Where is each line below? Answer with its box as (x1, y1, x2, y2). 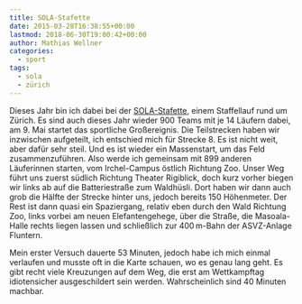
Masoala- (254, 210, 290, 221)
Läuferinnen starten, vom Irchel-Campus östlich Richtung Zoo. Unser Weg (9, 162, 285, 173)
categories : (9, 47, 54, 56)
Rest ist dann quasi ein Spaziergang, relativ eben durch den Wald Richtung (9, 200, 287, 212)
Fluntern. (9, 229, 43, 240)
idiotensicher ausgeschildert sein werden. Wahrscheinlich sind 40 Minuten (9, 276, 287, 287)
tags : (9, 64, 30, 73)
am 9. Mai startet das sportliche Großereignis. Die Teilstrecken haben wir (9, 124, 280, 135)
